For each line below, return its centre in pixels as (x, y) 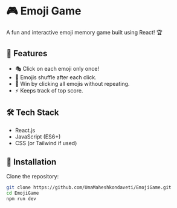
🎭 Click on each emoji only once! (57, 68)
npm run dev (21, 199)
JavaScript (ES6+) (38, 137)
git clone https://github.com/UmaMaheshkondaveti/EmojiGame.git (89, 187)
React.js (25, 130)
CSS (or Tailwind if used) (46, 143)
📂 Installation (31, 162)
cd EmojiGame (23, 193)
